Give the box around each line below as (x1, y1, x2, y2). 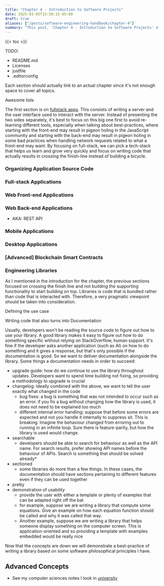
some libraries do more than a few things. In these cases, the (19, 466, 143, 472)
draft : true (5, 16, 29, 21)
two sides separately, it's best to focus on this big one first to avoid (5, 117, 140, 123)
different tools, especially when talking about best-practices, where (22, 122, 159, 128)
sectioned (12, 461, 33, 467)
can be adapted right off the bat (19, 497, 84, 503)
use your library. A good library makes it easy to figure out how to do (5, 332, 143, 338)
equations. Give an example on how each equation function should (19, 508, 154, 513)
